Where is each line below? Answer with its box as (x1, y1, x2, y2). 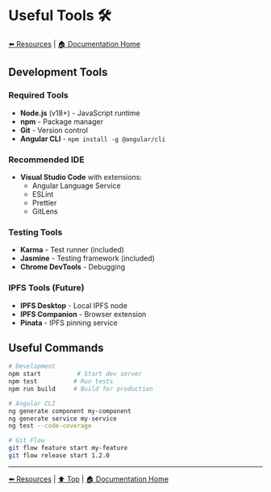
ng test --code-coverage (8, 422, 92, 430)
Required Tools (8, 90, 69, 101)
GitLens (31, 206, 58, 216)
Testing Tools (8, 227, 63, 238)
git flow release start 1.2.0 (8, 452, 110, 460)
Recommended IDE (8, 154, 85, 165)
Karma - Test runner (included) (19, 245, 125, 255)
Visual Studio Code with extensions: (19, 172, 143, 181)
